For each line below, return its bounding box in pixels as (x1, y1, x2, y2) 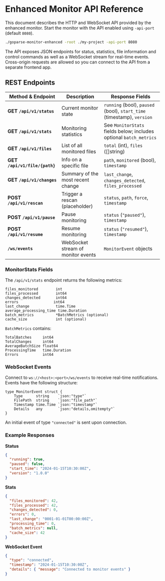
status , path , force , (104, 194, 149, 201)
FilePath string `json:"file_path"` (14, 398, 98, 403)
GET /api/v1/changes (7, 176, 57, 183)
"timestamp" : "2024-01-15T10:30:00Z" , (9, 562, 89, 567)
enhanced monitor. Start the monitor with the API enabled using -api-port (5, 25, 155, 30)
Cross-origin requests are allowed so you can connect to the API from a (5, 59, 150, 65)
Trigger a (61, 190, 82, 197)
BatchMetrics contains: (5, 325, 52, 331)
